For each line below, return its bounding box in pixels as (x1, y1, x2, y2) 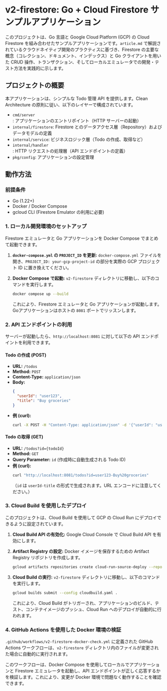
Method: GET (12, 450, 39, 456)
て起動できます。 (5, 241, 40, 247)
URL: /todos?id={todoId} (12, 445, 64, 451)
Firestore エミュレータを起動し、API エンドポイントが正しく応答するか (14, 668, 161, 674)
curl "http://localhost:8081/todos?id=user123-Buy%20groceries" (12, 472, 149, 478)
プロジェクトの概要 (5, 81, 64, 90)
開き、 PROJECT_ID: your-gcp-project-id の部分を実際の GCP (12, 258, 137, 264)
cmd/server (12, 112, 35, 117)
